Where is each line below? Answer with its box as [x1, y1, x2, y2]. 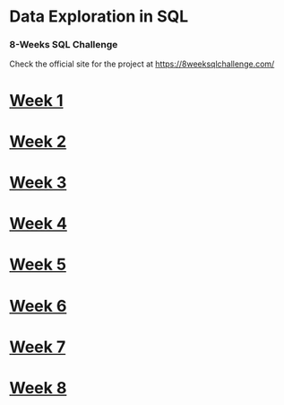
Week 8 [9, 377, 67, 398]
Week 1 [9, 90, 64, 110]
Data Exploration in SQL [9, 6, 189, 27]
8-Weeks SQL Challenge [9, 39, 118, 51]
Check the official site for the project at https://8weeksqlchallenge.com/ [9, 58, 275, 69]
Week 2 [9, 131, 67, 152]
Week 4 [9, 214, 67, 234]
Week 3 [9, 172, 67, 193]
